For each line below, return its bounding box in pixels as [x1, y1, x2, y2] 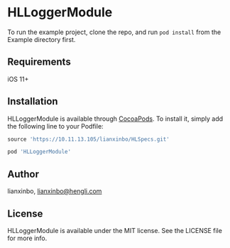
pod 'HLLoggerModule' [7, 149, 72, 156]
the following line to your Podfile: [7, 122, 104, 130]
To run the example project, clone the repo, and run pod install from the [7, 28, 221, 36]
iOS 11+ [7, 75, 29, 83]
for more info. [7, 234, 48, 242]
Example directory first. [7, 35, 76, 43]
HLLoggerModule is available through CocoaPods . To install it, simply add [7, 114, 224, 123]
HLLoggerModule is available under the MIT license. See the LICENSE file [7, 226, 222, 234]
